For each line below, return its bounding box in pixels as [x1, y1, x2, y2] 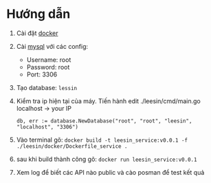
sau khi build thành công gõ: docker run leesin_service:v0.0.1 [16, 155, 197, 163]
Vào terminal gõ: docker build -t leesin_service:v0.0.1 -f [16, 136, 188, 144]
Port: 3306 [26, 70, 58, 78]
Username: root [26, 55, 71, 64]
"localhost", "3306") [16, 123, 78, 130]
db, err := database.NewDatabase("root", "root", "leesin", [16, 117, 192, 125]
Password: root [26, 63, 70, 71]
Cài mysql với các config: [16, 42, 89, 50]
